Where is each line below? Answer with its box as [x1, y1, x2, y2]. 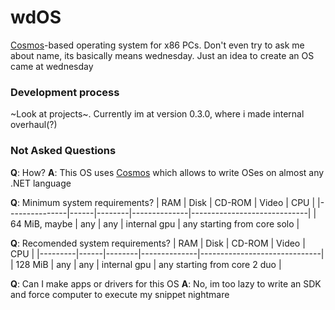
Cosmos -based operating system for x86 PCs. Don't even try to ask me [10, 39, 305, 51]
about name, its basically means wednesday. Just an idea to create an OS [10, 49, 315, 61]
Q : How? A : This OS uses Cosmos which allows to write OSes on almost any [10, 166, 325, 178]
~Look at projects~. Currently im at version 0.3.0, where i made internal [10, 108, 305, 120]
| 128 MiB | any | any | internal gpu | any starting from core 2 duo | [10, 258, 282, 270]
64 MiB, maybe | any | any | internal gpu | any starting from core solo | [10, 217, 300, 230]
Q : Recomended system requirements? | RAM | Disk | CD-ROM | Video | [10, 237, 306, 249]
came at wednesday [10, 60, 94, 72]
